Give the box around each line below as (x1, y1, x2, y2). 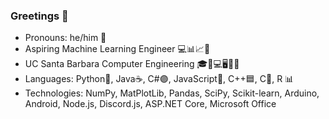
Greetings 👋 (10, 9, 69, 23)
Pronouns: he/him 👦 (24, 32, 107, 44)
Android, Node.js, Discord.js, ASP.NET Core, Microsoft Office (24, 98, 277, 110)
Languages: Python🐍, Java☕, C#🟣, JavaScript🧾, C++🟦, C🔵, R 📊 (24, 73, 295, 85)
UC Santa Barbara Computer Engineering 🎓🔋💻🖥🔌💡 (24, 58, 240, 70)
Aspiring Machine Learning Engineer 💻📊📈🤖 (24, 43, 211, 55)
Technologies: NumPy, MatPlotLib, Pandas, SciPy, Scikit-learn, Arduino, (24, 87, 320, 99)
